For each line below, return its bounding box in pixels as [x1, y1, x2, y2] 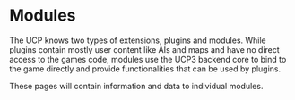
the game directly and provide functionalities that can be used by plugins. [9, 63, 282, 74]
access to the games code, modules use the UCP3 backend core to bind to [9, 54, 287, 64]
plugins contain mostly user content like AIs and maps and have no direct [9, 44, 280, 54]
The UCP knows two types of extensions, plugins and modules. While [9, 35, 266, 46]
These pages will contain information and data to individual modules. [9, 80, 264, 91]
